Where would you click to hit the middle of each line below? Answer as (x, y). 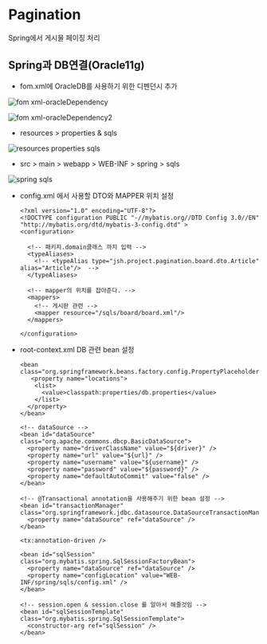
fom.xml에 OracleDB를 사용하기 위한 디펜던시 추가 (98, 86)
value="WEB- (161, 575)
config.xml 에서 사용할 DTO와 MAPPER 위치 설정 (96, 195)
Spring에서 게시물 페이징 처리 (54, 37)
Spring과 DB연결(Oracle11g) (77, 65)
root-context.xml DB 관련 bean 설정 (77, 349)
